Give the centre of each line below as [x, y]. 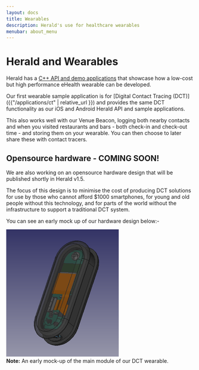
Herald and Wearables [62, 62]
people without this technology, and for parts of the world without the [91, 203]
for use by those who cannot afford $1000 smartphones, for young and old [98, 197]
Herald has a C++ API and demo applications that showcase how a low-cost [99, 78]
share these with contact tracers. [47, 140]
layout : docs [22, 13]
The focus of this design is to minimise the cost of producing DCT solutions [99, 190]
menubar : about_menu [32, 32]
